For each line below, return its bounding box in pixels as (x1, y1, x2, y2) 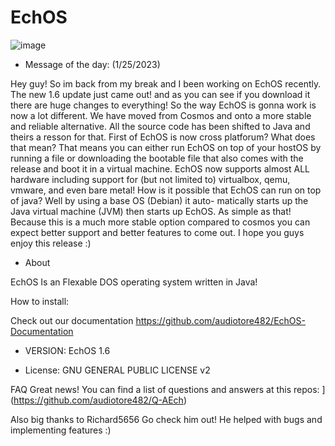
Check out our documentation (10, 314, 134, 326)
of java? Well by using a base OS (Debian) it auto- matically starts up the (10, 194, 309, 206)
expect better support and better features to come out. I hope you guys (10, 226, 305, 238)
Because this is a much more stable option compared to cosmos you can (10, 216, 311, 228)
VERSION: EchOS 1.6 (24, 344, 111, 356)
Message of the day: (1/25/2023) (24, 58, 161, 70)
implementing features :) (10, 424, 112, 436)
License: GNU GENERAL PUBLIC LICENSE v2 (24, 364, 211, 376)
